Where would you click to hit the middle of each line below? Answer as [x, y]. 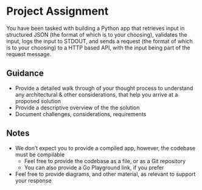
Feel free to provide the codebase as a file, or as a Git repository [105, 161]
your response [33, 180]
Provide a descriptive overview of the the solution [77, 108]
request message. [29, 54]
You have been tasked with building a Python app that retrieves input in [96, 28]
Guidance [25, 74]
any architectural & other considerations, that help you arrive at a [96, 94]
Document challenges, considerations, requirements [81, 114]
